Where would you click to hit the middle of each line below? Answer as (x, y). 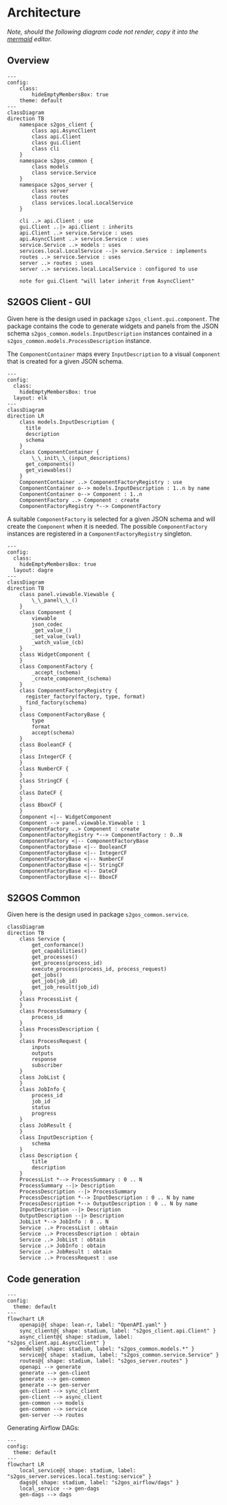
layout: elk (31, 398)
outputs (43, 1053)
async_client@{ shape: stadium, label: (76, 1337)
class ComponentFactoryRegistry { (69, 690)
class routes (50, 197)
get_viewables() (48, 470)
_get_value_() (52, 630)
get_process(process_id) (67, 963)
